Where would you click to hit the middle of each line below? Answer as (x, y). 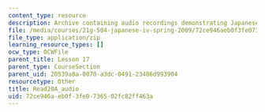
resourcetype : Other (42, 81)
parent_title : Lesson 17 (49, 60)
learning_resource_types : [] (56, 45)
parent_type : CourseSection (54, 67)
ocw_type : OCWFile (38, 52)
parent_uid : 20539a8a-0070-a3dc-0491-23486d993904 (93, 74)
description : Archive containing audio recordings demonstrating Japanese (134, 23)
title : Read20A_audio (44, 89)
